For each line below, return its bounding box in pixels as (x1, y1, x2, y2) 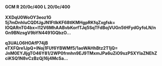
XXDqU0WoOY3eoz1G (5, 14, 52, 20)
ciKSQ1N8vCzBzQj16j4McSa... (5, 55, 68, 61)
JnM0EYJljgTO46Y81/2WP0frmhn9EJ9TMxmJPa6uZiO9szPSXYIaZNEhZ (5, 51, 158, 56)
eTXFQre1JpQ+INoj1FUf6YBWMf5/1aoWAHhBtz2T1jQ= (5, 45, 118, 51)
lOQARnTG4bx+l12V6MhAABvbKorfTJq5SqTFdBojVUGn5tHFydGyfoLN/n (5, 25, 156, 31)
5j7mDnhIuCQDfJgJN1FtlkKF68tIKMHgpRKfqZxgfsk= (5, 20, 115, 26)
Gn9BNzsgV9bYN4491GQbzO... (5, 30, 71, 36)
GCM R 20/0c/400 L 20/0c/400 (5, 4, 70, 10)
